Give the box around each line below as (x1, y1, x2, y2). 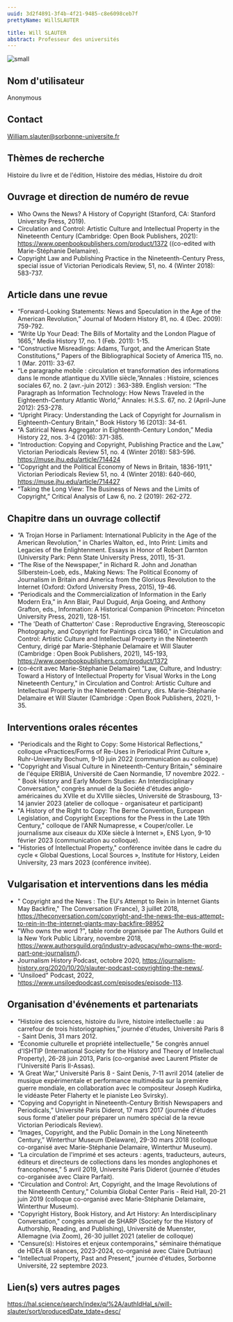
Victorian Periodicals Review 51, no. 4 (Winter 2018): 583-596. (17, 448, 196, 456)
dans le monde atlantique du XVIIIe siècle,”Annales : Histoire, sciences (17, 374, 219, 382)
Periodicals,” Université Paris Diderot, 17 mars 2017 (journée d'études (17, 1105, 217, 1114)
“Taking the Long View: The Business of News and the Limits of (17, 485, 200, 493)
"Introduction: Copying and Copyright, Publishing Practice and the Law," (17, 440, 225, 449)
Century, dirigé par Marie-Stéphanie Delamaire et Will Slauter (17, 642, 193, 651)
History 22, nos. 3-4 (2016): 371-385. (17, 433, 124, 442)
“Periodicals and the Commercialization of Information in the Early (17, 590, 207, 599)
